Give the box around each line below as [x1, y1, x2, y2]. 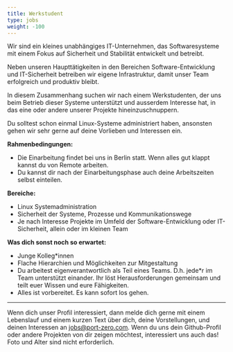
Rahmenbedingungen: [7, 140, 74, 149]
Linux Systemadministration [17, 203, 97, 211]
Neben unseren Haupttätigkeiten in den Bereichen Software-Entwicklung [7, 63, 216, 72]
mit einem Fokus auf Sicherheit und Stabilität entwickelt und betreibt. [7, 49, 205, 58]
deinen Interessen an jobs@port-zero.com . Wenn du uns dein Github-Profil [7, 324, 222, 332]
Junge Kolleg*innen [17, 251, 74, 260]
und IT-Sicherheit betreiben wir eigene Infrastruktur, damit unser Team [7, 70, 209, 78]
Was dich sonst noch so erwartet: [7, 238, 106, 246]
